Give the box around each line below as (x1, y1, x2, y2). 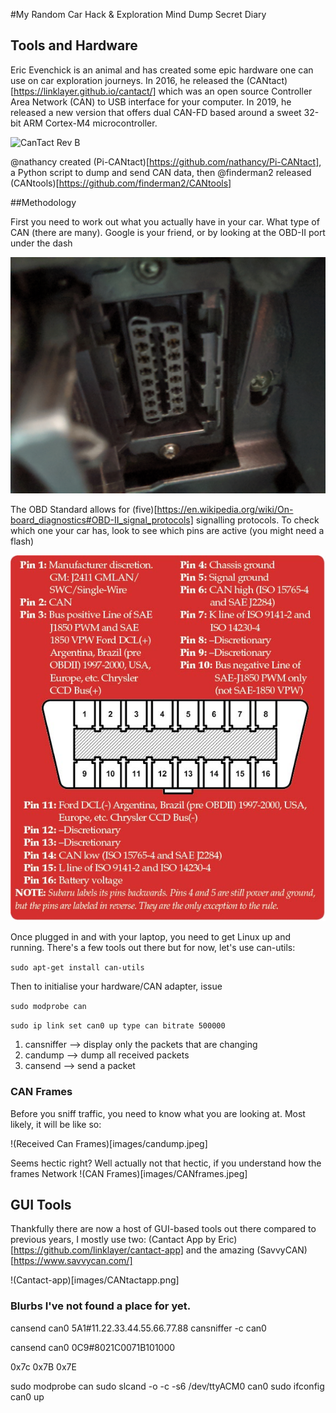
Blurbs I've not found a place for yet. (10, 1299, 192, 1313)
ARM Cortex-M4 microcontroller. (23, 117, 158, 129)
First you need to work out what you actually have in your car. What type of (10, 215, 320, 228)
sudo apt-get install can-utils (10, 963, 145, 973)
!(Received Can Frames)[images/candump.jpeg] (10, 1137, 208, 1149)
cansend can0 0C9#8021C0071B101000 (10, 1341, 176, 1353)
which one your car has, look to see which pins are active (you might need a (10, 524, 325, 536)
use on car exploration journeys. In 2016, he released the (10, 74, 245, 86)
